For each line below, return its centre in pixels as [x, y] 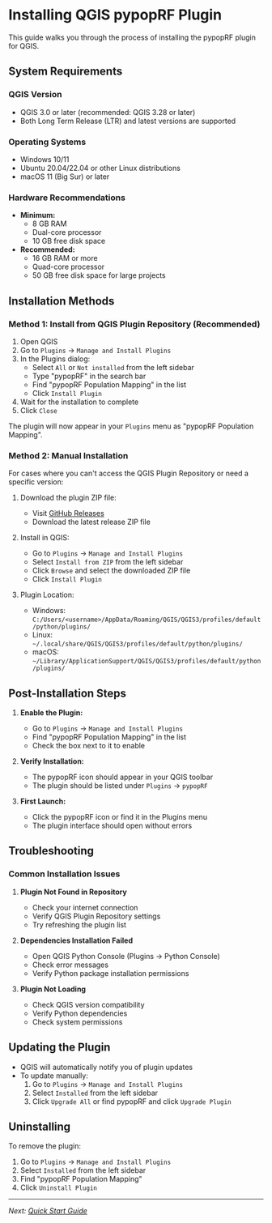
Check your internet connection [85, 907]
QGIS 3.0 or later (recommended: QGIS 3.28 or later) [108, 112]
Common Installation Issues [64, 874]
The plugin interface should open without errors [112, 826]
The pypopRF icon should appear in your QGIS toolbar [122, 777]
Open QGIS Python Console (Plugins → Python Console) [126, 956]
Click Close [39, 410]
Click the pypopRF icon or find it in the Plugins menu [120, 817]
